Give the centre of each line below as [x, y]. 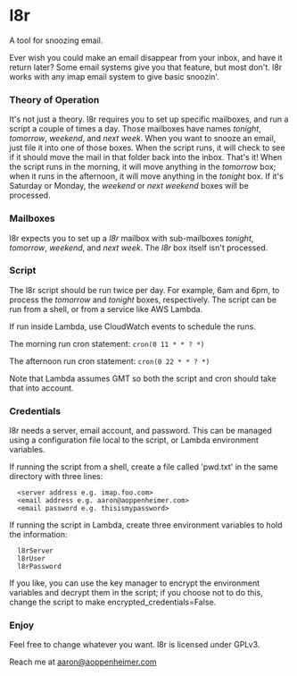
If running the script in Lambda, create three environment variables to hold [146, 525]
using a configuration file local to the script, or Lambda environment [134, 440]
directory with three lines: [56, 477]
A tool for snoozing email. [56, 40]
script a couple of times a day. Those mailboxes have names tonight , [135, 129]
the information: [39, 535]
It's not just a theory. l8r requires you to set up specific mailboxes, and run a [149, 119]
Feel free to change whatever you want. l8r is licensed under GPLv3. [135, 645]
